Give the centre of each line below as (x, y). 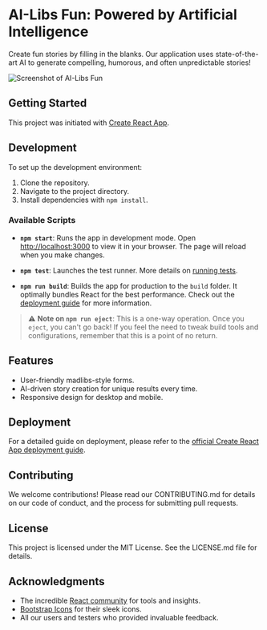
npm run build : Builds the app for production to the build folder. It (129, 285)
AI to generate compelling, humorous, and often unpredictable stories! (135, 63)
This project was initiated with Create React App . (89, 123)
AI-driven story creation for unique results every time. (109, 388)
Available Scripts (42, 220)
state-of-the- (237, 54)
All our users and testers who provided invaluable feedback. (119, 617)
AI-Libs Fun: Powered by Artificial (123, 15)
